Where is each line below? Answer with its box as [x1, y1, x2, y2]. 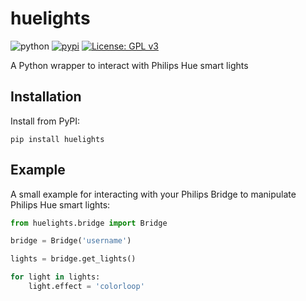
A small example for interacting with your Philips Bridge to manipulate [10, 188, 297, 200]
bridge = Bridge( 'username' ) [10, 236, 132, 246]
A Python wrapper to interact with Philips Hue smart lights [10, 59, 249, 71]
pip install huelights [10, 134, 105, 144]
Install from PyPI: [10, 115, 81, 127]
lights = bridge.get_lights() [10, 254, 137, 264]
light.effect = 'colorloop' [28, 282, 145, 292]
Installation [10, 88, 82, 106]
